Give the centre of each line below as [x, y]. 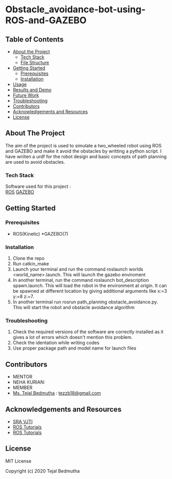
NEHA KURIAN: [29, 382]
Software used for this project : [38, 186]
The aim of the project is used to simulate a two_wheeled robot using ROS [83, 145]
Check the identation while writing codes [56, 343]
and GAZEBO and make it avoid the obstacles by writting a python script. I [83, 151]
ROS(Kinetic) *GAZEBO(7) [40, 234]
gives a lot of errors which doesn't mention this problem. [73, 337]
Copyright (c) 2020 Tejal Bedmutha [43, 471]
